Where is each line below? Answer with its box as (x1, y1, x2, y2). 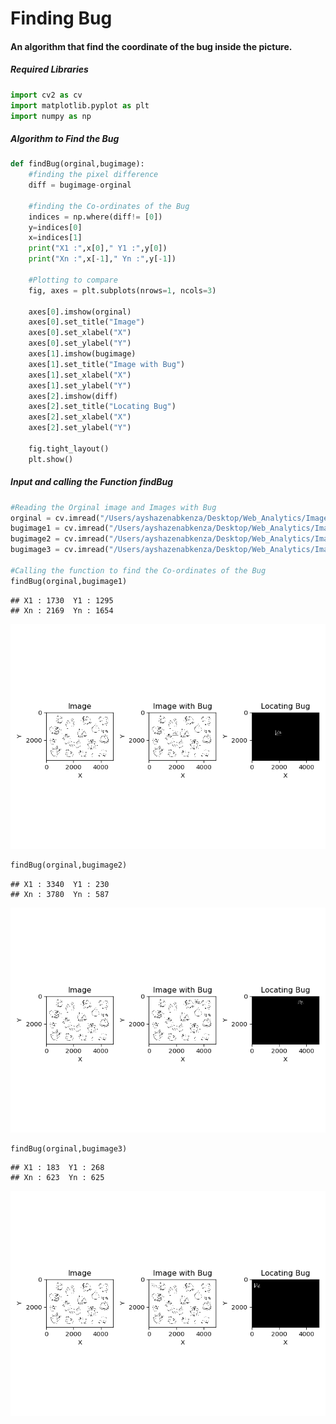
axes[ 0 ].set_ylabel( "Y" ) (28, 338, 132, 349)
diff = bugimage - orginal (28, 180, 132, 191)
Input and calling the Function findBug (10, 476, 174, 488)
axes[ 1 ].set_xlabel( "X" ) (28, 370, 132, 380)
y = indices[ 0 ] (28, 222, 83, 232)
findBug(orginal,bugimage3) (10, 1143, 128, 1154)
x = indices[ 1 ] (28, 233, 83, 243)
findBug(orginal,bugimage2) (10, 860, 128, 870)
